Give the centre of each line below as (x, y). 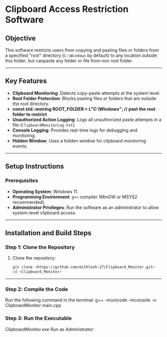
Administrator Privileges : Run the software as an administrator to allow (85, 207)
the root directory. (31, 104)
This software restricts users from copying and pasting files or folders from (82, 50)
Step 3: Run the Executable (39, 319)
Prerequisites (22, 180)
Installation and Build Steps (48, 233)
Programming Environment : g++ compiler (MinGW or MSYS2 (75, 197)
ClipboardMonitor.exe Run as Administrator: (50, 329)
